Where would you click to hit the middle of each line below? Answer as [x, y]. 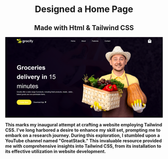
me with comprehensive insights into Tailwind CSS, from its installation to [83, 146]
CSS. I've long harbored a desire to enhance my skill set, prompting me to [83, 130]
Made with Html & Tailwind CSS [84, 28]
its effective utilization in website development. [55, 151]
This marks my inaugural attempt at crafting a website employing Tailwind [84, 124]
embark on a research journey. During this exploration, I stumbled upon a [82, 135]
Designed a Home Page [84, 9]
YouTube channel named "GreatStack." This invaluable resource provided [83, 140]
